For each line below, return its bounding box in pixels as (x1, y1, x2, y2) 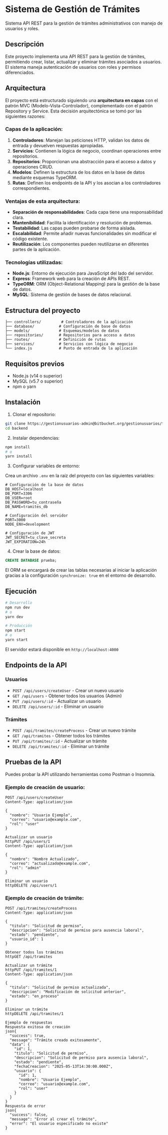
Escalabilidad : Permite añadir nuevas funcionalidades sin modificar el (12, 230, 156, 236)
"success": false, (9, 1112, 48, 1117)
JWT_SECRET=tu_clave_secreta (5, 535, 66, 540)
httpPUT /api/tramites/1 (5, 967, 57, 972)
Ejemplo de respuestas (5, 1020, 52, 1025)
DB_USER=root (5, 495, 32, 500)
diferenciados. (5, 69, 35, 75)
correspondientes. (12, 185, 50, 191)
